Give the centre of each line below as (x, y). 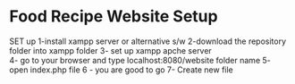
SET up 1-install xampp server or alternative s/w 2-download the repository (148, 41)
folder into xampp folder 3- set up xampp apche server (110, 50)
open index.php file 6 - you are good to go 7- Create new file (122, 70)
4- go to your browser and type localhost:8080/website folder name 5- (140, 60)
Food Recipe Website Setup (114, 17)
